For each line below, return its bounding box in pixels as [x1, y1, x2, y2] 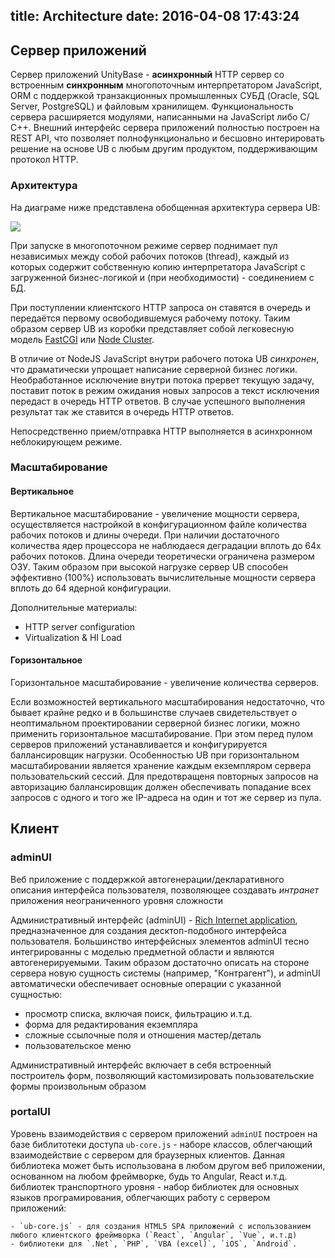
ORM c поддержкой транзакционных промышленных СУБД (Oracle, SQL [10, 90, 320, 102]
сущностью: [10, 988, 63, 1000]
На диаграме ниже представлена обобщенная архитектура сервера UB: [10, 201, 321, 213]
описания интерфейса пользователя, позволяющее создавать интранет [10, 884, 320, 896]
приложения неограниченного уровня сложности [10, 894, 223, 906]
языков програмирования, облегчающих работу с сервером [10, 1191, 271, 1203]
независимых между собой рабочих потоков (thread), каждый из [10, 250, 290, 262]
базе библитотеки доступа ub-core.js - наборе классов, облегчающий [10, 1138, 313, 1150]
